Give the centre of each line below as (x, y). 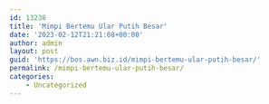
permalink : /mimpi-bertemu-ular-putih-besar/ (96, 69)
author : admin (36, 43)
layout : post (34, 52)
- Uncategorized (57, 85)
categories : (32, 77)
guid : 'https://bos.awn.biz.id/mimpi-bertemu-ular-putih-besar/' (135, 60)
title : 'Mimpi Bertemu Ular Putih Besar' (89, 26)
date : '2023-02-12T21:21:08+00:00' (77, 34)
